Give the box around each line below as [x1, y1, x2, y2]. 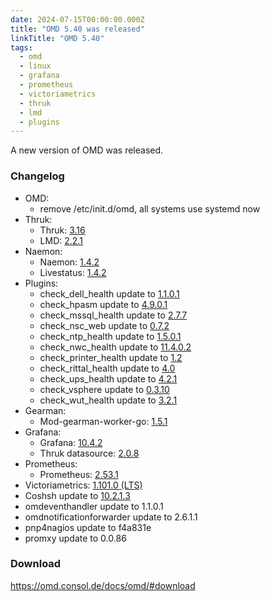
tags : [10, 42, 33, 53]
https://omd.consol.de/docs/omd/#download [10, 579, 196, 591]
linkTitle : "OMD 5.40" [10, 33, 105, 43]
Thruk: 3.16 [39, 224, 86, 236]
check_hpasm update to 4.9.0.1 [39, 298, 168, 310]
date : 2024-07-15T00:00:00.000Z [10, 14, 145, 25]
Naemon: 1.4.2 [39, 256, 100, 268]
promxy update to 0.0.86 [24, 532, 127, 544]
